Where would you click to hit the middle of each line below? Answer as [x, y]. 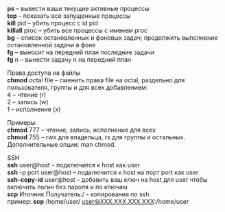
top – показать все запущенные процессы [69, 16]
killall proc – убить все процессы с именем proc [78, 30]
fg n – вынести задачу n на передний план [69, 59]
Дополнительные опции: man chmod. [62, 144]
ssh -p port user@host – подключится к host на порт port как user [103, 172]
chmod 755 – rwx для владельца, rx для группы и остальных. [96, 137]
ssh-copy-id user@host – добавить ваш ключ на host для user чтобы [107, 179]
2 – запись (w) [28, 102]
